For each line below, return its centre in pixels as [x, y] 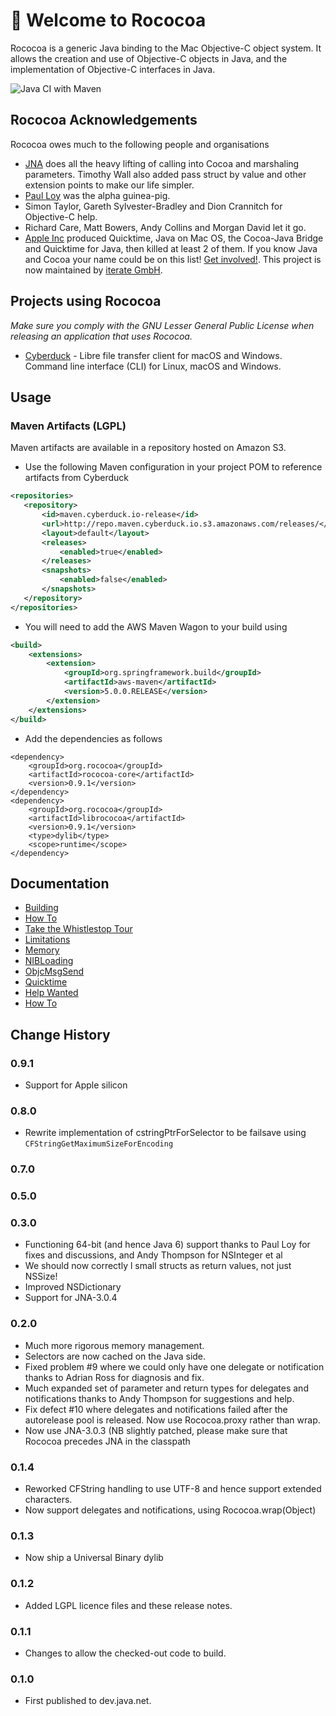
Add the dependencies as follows [93, 738]
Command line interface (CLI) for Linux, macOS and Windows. [153, 366]
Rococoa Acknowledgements [104, 120]
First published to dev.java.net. [88, 1701]
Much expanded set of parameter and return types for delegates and [166, 1388]
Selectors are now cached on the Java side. [115, 1356]
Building [41, 908]
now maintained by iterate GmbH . [93, 270]
